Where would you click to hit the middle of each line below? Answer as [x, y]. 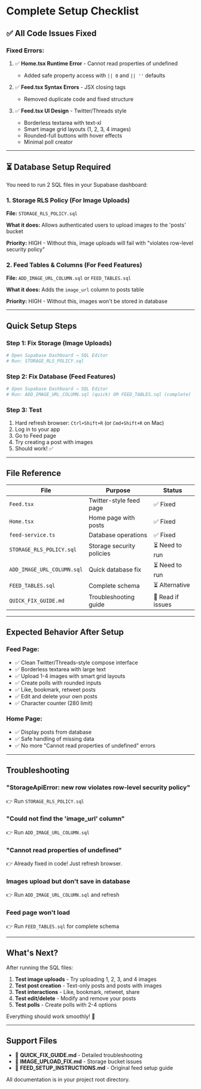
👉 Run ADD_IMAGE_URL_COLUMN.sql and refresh [63, 895]
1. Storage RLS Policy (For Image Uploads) [68, 200]
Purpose [118, 490]
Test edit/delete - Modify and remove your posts [75, 998]
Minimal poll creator [48, 142]
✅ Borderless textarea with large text [60, 669]
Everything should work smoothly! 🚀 [51, 1016]
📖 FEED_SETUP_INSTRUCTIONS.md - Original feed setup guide [94, 1068]
